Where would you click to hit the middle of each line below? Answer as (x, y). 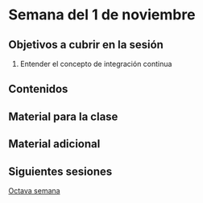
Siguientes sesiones (60, 171)
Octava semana (34, 190)
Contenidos (38, 89)
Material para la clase (63, 116)
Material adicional (54, 144)
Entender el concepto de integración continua (96, 64)
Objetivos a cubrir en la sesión (86, 45)
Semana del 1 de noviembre (102, 15)
